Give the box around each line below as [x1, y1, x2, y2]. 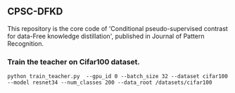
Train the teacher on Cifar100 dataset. [7, 56, 141, 66]
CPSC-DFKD [7, 6, 63, 18]
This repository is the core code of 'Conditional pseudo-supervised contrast [7, 24, 229, 32]
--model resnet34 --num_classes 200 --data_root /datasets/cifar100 [7, 79, 212, 87]
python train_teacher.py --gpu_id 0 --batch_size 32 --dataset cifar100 [7, 73, 229, 80]
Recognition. [7, 39, 44, 48]
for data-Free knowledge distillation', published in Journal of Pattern [7, 32, 205, 40]
